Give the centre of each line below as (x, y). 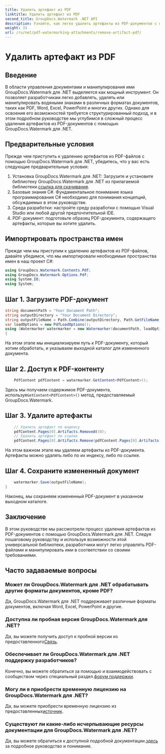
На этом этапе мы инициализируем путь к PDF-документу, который (77, 343)
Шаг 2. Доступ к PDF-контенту (55, 369)
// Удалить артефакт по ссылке (46, 436)
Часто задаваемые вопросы (51, 570)
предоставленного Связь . (32, 642)
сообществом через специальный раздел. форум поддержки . (70, 676)
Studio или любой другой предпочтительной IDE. (64, 213)
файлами (14, 549)
